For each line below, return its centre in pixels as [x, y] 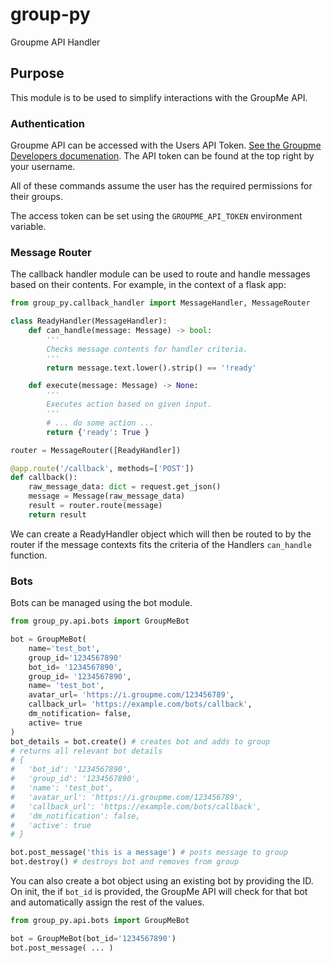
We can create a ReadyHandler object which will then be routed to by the [161, 534]
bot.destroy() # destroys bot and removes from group [125, 862]
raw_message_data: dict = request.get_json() [125, 487]
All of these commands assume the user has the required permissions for [161, 186]
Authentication [47, 123]
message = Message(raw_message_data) [107, 496]
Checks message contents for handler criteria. [147, 349]
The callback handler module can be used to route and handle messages [160, 274]
